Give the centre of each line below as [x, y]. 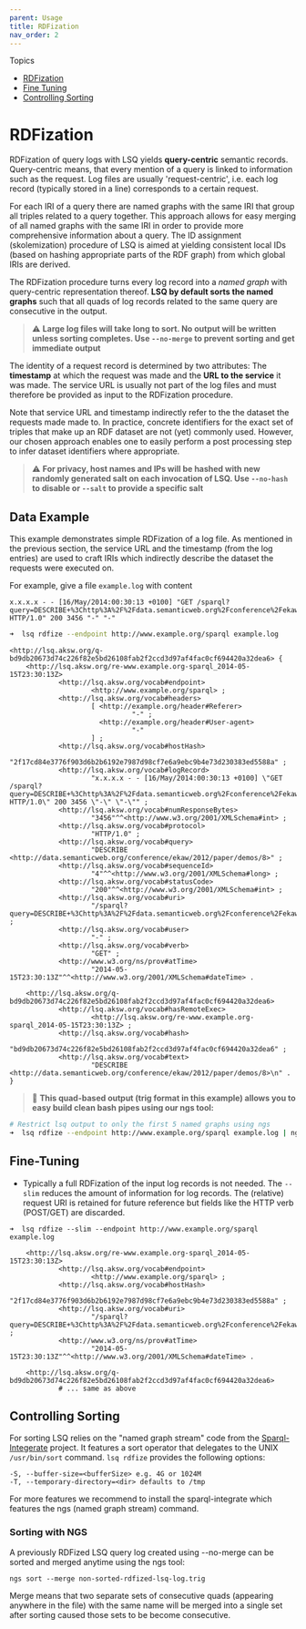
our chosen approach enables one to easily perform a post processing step [151, 442]
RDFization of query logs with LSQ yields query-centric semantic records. [149, 159]
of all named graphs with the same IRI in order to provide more [127, 226]
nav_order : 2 [34, 35]
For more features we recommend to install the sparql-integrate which [141, 1499]
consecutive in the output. [58, 312]
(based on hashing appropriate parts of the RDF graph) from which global [148, 255]
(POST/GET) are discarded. [74, 1212]
